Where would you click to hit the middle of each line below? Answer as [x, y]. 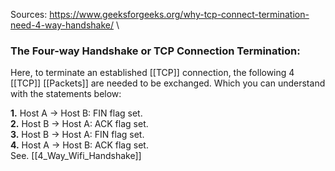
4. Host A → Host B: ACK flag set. [79, 145]
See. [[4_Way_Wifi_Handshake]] [76, 156]
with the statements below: [66, 94]
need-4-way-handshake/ [62, 25]
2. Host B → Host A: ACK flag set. [79, 124]
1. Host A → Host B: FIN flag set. [76, 113]
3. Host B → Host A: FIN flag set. [77, 135]
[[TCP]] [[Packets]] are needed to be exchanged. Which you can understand [168, 83]
